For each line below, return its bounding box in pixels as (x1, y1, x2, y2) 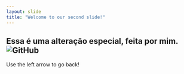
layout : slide (6, 8, 42, 15)
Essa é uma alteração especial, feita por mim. (6, 36, 178, 46)
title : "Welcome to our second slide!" (6, 14, 106, 20)
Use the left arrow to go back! (6, 61, 79, 68)
